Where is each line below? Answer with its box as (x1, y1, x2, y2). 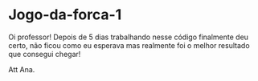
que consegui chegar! (8, 49, 81, 59)
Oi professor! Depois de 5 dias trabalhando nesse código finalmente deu (8, 32, 249, 42)
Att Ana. (8, 64, 35, 74)
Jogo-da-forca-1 (8, 6, 122, 24)
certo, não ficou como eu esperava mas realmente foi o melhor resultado (8, 40, 251, 50)
